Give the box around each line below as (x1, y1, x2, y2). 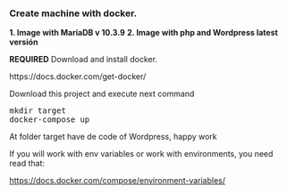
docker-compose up (9, 115, 90, 125)
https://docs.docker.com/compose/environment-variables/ (9, 175, 226, 186)
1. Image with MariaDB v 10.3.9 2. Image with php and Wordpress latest (9, 28, 279, 38)
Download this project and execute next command (9, 88, 195, 100)
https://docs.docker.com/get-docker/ (9, 71, 147, 82)
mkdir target (9, 106, 67, 116)
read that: (9, 158, 46, 169)
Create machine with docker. (9, 7, 138, 20)
